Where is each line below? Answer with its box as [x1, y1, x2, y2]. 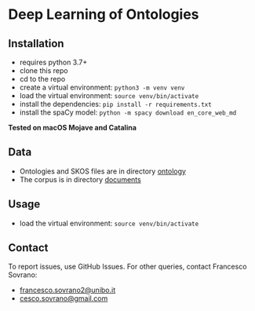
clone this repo [19, 66, 68, 75]
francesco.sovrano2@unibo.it [19, 285, 116, 295]
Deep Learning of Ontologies [8, 5, 199, 24]
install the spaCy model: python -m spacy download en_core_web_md [19, 108, 237, 117]
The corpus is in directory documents [19, 174, 141, 184]
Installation [8, 37, 64, 50]
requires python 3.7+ [19, 57, 88, 67]
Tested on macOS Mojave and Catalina [8, 123, 137, 132]
